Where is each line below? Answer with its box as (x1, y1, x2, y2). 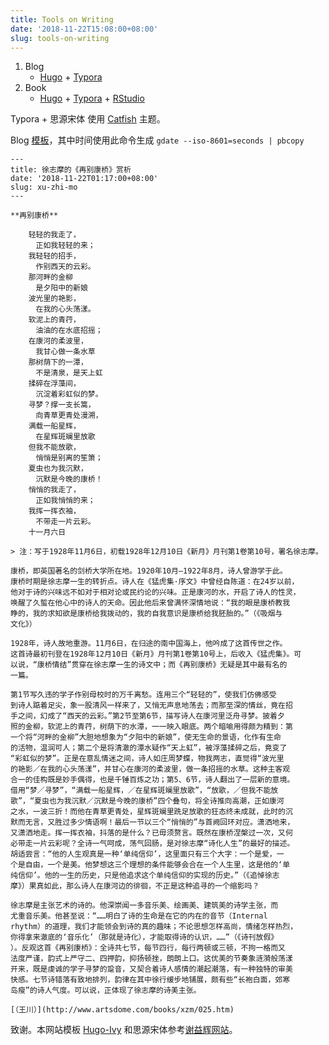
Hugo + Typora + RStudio (39, 92, 145, 105)
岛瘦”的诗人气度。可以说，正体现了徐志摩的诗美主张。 (10, 986, 202, 996)
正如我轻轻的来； (35, 241, 96, 251)
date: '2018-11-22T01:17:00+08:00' (10, 174, 159, 184)
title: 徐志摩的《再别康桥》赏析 (10, 165, 132, 175)
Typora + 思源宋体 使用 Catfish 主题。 (10, 113, 166, 125)
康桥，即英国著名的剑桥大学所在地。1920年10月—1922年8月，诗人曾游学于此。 (10, 566, 288, 576)
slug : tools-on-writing (10, 33, 110, 43)
